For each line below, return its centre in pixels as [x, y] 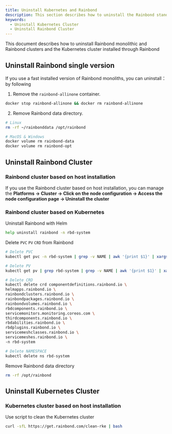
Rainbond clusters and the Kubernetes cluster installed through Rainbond [82, 49]
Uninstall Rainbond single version [60, 65]
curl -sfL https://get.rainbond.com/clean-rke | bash [64, 426]
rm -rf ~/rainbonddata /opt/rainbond [46, 127]
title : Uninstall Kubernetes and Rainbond [51, 10]
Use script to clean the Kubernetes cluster [50, 417]
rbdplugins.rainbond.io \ [33, 328]
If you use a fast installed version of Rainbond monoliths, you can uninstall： [86, 78]
